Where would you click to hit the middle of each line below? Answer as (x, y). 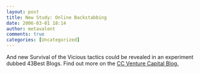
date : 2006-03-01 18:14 (36, 23)
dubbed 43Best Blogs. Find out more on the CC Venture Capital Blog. (92, 63)
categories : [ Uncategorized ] (43, 40)
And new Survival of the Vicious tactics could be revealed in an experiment (100, 57)
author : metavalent (31, 29)
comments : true (25, 34)
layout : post (23, 12)
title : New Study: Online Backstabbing (57, 17)
